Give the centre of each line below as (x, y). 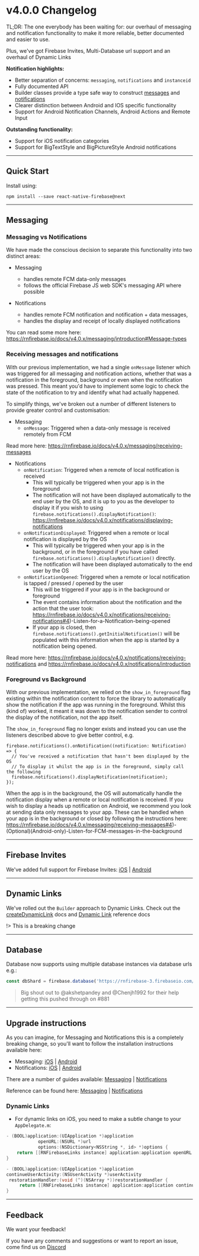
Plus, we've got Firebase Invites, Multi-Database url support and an (88, 50)
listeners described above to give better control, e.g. (70, 735)
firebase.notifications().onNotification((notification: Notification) (96, 746)
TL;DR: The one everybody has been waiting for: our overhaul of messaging (99, 27)
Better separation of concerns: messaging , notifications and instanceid (103, 80)
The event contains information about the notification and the (107, 602)
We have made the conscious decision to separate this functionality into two (99, 250)
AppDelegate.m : (33, 1125)
